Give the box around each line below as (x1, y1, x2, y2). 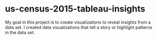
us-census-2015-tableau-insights (5, 3, 145, 14)
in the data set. (5, 29, 35, 35)
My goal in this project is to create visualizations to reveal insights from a (5, 19, 151, 25)
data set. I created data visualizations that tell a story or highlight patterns (5, 24, 153, 30)
